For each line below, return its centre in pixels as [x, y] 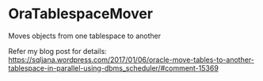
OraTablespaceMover [80, 14]
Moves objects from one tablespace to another [85, 36]
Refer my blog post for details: [57, 51]
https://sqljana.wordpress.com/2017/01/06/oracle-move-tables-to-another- [131, 60]
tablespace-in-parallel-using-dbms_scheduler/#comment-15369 [114, 67]
